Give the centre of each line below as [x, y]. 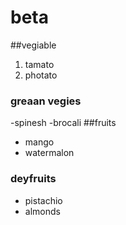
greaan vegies [46, 101]
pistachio [43, 200]
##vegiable [33, 45]
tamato [39, 64]
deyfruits [33, 179]
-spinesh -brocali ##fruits [63, 123]
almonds [42, 211]
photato [41, 75]
